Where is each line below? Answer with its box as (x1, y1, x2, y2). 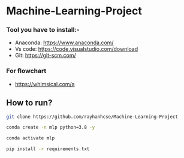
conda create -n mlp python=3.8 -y (6, 124, 95, 130)
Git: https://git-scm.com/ (14, 52, 76, 59)
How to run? (6, 98, 53, 108)
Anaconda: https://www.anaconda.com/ (14, 39, 114, 46)
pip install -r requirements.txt (6, 146, 90, 152)
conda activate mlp (6, 135, 55, 141)
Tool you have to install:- (6, 26, 80, 34)
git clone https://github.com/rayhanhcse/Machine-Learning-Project (6, 114, 179, 120)
